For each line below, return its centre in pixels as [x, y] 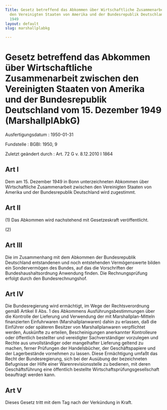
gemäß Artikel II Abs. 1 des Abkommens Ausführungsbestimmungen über [80, 311]
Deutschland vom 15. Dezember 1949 [83, 110]
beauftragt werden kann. [30, 375]
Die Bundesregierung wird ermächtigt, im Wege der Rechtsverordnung [77, 306]
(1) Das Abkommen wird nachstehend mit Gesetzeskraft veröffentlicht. [77, 220]
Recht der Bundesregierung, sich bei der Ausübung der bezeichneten [76, 359]
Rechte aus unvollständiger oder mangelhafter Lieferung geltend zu [74, 343]
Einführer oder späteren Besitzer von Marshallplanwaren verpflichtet [75, 327]
